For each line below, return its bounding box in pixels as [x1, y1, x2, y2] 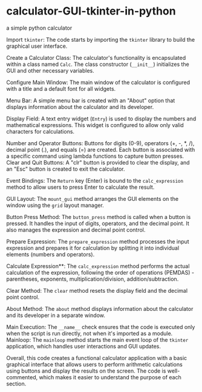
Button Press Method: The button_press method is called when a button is [6, 213, 191, 220]
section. [6, 380, 27, 387]
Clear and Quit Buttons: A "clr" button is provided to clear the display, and [6, 158, 190, 166]
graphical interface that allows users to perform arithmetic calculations [6, 361, 183, 368]
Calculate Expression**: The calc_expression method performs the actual [6, 262, 190, 270]
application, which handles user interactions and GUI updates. [6, 342, 161, 350]
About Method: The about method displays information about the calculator [6, 305, 194, 312]
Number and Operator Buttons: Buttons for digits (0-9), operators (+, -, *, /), [6, 139, 195, 146]
